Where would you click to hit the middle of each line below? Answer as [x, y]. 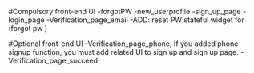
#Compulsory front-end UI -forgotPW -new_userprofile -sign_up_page [125, 12]
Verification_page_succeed [53, 60]
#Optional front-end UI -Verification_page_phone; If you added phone [123, 44]
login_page [27, 20]
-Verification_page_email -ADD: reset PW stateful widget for [145, 20]
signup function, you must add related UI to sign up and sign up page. [123, 52]
